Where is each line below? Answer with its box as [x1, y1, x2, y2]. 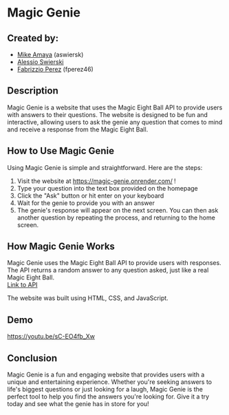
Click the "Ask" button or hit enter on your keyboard [17, 191, 164, 200]
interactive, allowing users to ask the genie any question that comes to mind [7, 118, 223, 126]
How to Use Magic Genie [7, 145, 115, 157]
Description [7, 85, 58, 97]
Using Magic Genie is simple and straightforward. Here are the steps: [7, 163, 203, 171]
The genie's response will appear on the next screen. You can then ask [17, 206, 219, 214]
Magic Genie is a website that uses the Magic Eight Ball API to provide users [7, 103, 223, 111]
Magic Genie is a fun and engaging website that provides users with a [7, 370, 205, 379]
